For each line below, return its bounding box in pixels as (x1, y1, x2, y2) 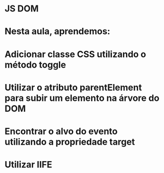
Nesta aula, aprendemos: (4, 26, 110, 37)
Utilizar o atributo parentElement (4, 82, 142, 93)
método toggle (4, 59, 66, 70)
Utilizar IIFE (4, 159, 53, 171)
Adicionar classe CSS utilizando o (4, 48, 147, 60)
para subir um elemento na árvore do (4, 92, 160, 103)
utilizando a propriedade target (4, 136, 135, 147)
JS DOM (4, 3, 39, 14)
